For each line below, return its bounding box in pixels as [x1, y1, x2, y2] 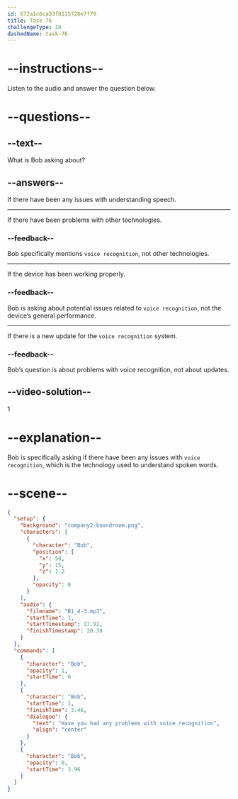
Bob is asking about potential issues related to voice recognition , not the [7, 303, 222, 312]
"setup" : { [13, 515, 46, 523]
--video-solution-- [7, 386, 91, 398]
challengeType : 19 [7, 23, 62, 30]
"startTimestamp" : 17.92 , [25, 621, 103, 628]
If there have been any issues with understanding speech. [7, 196, 177, 203]
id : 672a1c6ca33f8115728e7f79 [7, 10, 97, 18]
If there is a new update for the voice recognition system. [7, 331, 178, 340]
